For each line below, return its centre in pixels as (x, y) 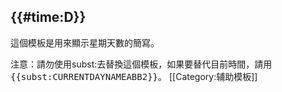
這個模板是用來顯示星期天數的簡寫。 (85, 42)
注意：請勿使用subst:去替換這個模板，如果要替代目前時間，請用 (141, 64)
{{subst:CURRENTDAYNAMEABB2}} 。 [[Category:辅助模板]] (134, 76)
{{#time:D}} (48, 17)
